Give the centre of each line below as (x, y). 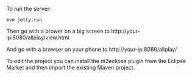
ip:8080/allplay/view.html (38, 38)
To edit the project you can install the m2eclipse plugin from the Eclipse (96, 61)
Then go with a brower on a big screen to (58, 31)
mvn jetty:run (24, 20)
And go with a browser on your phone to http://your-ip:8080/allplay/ (92, 49)
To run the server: (29, 9)
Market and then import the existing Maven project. (71, 67)
